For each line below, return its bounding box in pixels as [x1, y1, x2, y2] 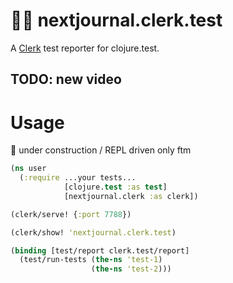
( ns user [10, 164, 47, 174]
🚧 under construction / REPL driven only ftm [10, 144, 192, 156]
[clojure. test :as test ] [63, 182, 168, 193]
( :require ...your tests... [19, 173, 137, 183]
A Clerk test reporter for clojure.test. [10, 42, 160, 54]
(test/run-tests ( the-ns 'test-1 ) [19, 255, 163, 265]
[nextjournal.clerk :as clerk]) [63, 191, 199, 201]
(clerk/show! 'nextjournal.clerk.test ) [10, 227, 177, 238]
